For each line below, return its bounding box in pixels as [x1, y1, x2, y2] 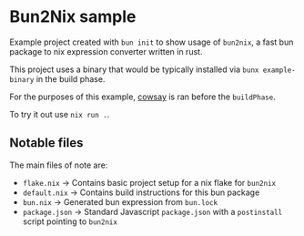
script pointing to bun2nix [22, 216, 118, 227]
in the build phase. [35, 73, 106, 84]
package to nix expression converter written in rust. [9, 46, 203, 56]
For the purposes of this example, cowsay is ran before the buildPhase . [9, 91, 276, 102]
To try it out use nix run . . [9, 108, 110, 119]
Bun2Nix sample [9, 6, 137, 27]
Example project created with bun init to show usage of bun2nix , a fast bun [9, 36, 294, 47]
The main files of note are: [9, 159, 108, 170]
